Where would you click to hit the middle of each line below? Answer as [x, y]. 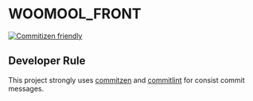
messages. [26, 88]
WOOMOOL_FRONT [75, 14]
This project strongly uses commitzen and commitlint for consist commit [127, 80]
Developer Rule [47, 61]
